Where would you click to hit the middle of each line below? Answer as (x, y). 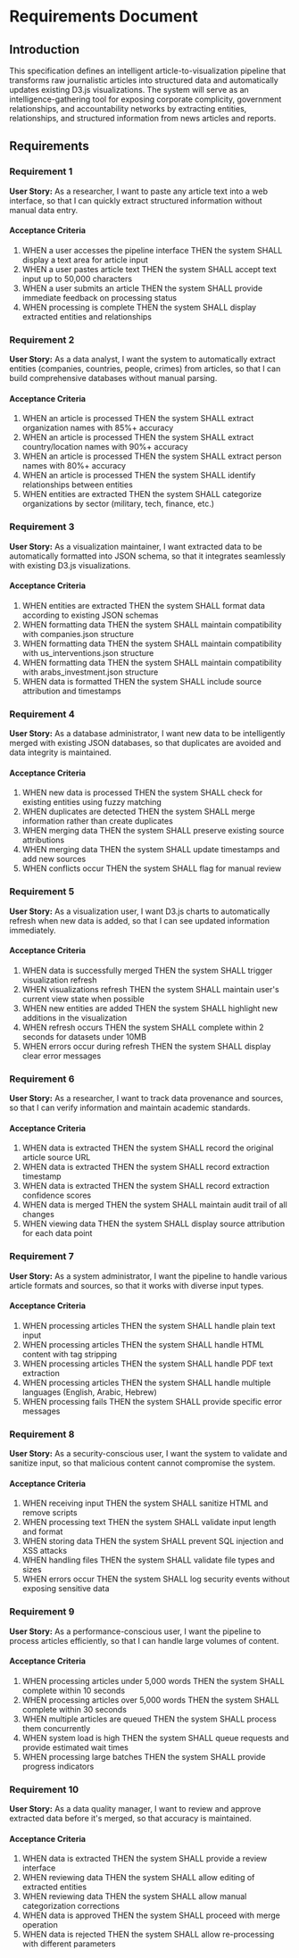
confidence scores (57, 1195)
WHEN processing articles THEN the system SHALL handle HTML (143, 1344)
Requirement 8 (42, 1434)
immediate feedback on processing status (99, 297)
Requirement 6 (42, 1079)
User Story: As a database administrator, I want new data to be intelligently (147, 734)
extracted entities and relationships (87, 316)
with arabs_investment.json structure (90, 672)
